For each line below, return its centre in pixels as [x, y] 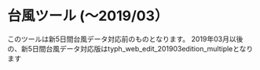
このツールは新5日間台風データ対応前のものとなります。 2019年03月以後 [125, 39]
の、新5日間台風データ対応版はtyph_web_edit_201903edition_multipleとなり [130, 48]
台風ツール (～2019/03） [88, 16]
